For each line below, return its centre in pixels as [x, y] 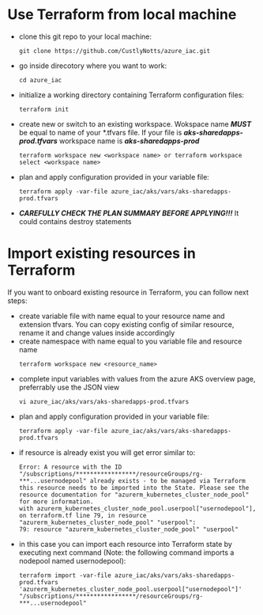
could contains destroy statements [75, 221]
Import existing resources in [102, 254]
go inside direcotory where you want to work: [93, 66]
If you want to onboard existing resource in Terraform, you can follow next [128, 292]
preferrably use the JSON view [69, 387]
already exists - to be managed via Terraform [167, 480]
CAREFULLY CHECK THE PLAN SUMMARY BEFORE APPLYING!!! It [129, 213]
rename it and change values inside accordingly [97, 332]
